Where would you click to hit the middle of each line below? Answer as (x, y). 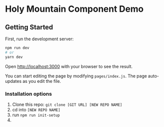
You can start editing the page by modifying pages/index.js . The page (76, 76)
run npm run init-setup (36, 115)
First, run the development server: (39, 39)
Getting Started (29, 27)
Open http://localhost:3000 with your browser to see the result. (69, 66)
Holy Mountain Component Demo (74, 9)
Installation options (29, 94)
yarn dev (14, 57)
